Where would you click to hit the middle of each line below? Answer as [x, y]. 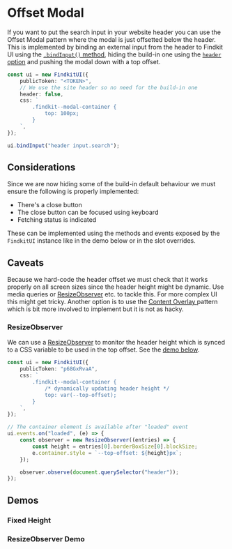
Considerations [41, 167]
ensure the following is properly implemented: [73, 191]
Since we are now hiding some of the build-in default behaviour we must [111, 184]
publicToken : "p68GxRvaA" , [59, 369]
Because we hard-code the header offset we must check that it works [108, 280]
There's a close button [49, 205]
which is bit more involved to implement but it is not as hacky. [95, 309]
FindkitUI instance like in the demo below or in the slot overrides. [102, 241]
